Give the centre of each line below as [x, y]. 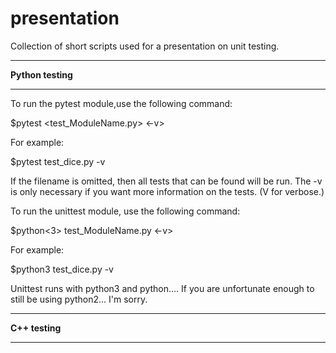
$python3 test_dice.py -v [62, 269]
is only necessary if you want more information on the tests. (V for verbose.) [167, 191]
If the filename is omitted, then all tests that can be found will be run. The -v [166, 181]
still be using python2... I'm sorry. [79, 299]
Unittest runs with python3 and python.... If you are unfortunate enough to [162, 288]
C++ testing [36, 328]
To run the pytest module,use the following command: [121, 103]
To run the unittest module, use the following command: [125, 211]
